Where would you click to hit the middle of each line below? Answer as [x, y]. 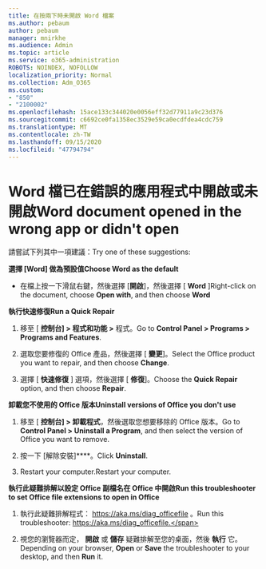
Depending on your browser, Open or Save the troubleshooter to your [135, 548]
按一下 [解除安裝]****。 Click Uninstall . [83, 456]
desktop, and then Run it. [62, 557]
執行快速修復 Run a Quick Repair [62, 312]
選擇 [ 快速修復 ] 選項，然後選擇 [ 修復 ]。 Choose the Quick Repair [129, 380]
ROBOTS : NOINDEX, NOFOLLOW [53, 68]
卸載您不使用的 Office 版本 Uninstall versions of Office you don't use [122, 405]
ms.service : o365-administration [64, 61]
